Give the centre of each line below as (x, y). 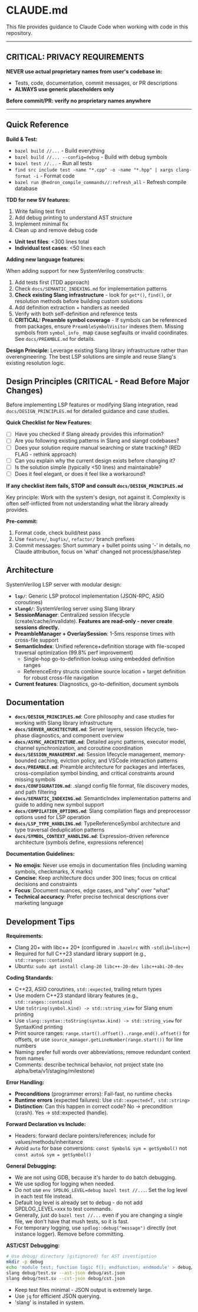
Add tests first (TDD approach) (52, 282)
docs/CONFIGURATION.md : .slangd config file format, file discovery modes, (102, 786)
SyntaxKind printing (39, 1027)
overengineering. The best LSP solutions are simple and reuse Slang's (91, 356)
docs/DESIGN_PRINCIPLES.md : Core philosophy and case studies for (95, 717)
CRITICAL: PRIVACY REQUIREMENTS (75, 57)
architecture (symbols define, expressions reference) (79, 842)
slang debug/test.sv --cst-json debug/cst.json (66, 1278)
